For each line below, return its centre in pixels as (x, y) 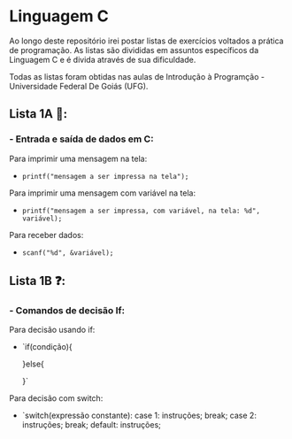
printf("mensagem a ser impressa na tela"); (105, 176)
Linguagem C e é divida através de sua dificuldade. (103, 59)
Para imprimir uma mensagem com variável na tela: (103, 193)
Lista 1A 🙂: (38, 114)
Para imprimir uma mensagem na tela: (78, 158)
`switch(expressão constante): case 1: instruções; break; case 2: (139, 416)
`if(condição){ (47, 347)
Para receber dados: (46, 235)
